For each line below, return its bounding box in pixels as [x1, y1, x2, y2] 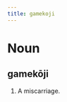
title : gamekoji [7, 10, 55, 17]
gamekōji [7, 68, 49, 80]
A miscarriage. [17, 87, 61, 95]
